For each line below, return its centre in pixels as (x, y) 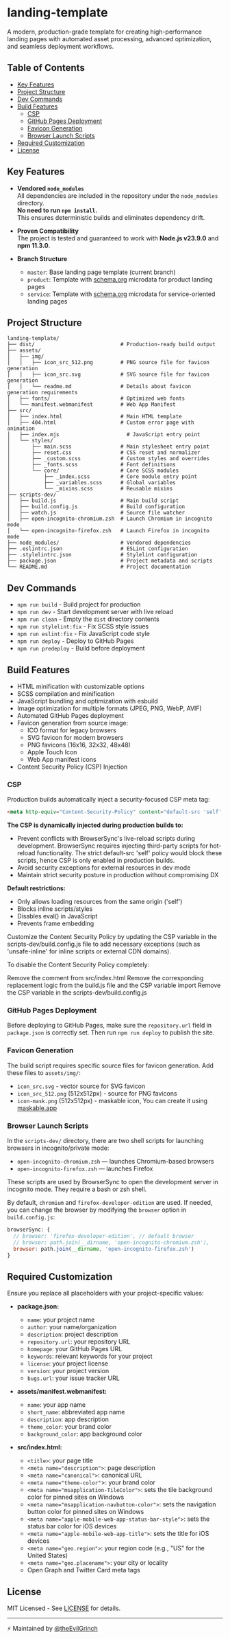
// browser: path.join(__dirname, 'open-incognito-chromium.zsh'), (112, 1242)
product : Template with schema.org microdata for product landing (120, 279)
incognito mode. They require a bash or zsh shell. (77, 1189)
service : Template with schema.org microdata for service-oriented (121, 294)
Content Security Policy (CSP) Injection (72, 767)
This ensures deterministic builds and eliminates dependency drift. (111, 217)
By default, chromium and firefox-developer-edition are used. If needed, (110, 1203)
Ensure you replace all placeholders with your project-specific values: (105, 1293)
